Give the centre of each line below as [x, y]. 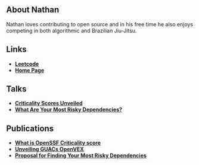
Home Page [29, 70]
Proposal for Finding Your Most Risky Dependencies [81, 155]
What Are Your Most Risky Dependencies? [69, 109]
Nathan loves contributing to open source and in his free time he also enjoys [100, 24]
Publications [30, 128]
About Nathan [33, 10]
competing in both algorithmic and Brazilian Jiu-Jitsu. [71, 30]
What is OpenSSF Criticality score [58, 143]
